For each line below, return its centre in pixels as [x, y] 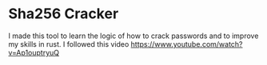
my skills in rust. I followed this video [69, 44]
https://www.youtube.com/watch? [187, 44]
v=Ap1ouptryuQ [34, 52]
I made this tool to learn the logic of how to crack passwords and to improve [133, 36]
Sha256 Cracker [64, 14]
